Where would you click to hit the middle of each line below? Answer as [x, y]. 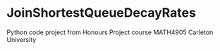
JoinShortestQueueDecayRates [102, 13]
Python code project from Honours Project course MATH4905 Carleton [110, 32]
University [22, 39]
